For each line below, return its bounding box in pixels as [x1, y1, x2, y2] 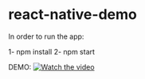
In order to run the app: [8, 32, 84, 41]
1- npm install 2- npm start [8, 47, 96, 56]
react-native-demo [8, 6, 137, 24]
